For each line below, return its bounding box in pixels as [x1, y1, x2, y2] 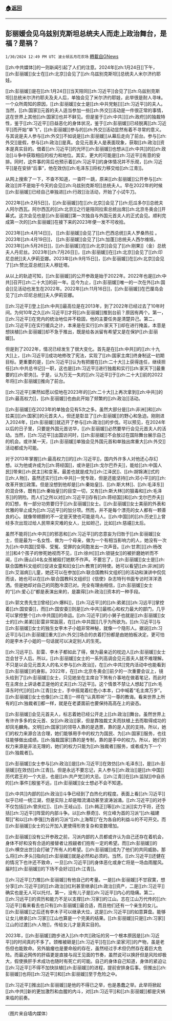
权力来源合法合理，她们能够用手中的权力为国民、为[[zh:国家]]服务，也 [14, 730, 162, 737]
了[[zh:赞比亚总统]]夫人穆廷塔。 [5, 262, 73, 268]
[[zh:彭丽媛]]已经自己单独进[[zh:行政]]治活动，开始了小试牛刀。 [5, 189, 139, 195]
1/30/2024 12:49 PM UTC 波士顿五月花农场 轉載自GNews [5, 53, 119, 60]
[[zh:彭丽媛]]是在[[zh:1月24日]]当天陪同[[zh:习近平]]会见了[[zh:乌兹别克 [5, 88, 156, 94]
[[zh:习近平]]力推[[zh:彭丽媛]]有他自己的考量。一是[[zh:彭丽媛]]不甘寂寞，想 [5, 877, 165, 883]
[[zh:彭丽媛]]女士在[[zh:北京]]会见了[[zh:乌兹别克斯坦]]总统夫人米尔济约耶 [5, 71, 161, 77]
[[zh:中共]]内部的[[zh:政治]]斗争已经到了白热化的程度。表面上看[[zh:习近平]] [5, 791, 165, 797]
